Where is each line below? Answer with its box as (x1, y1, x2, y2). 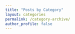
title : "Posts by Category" (5, 7, 64, 12)
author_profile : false (5, 21, 52, 26)
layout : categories (5, 12, 46, 17)
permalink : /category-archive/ (5, 16, 70, 21)
